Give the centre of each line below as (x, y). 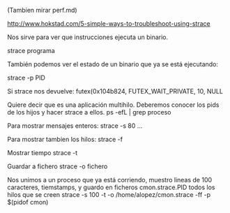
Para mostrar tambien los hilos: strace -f (65, 139)
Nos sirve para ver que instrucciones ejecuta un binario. (88, 37)
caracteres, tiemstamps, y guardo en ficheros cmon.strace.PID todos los (111, 187)
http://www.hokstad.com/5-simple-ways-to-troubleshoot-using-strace (109, 23)
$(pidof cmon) (28, 202)
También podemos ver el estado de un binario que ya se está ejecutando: (113, 64)
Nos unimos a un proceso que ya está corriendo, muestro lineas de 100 (110, 180)
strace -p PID (26, 78)
